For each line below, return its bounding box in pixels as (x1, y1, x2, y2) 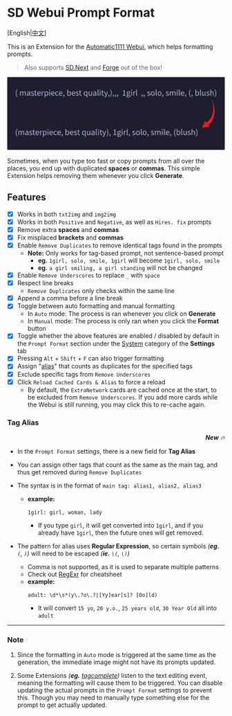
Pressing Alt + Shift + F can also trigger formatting (17, 355, 164, 363)
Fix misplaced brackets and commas (17, 233, 124, 242)
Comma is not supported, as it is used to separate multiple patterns (27, 562, 220, 571)
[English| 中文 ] (7, 28, 47, 37)
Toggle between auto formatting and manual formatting (17, 302, 175, 310)
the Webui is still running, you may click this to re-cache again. (27, 400, 206, 409)
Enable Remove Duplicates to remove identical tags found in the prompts (17, 241, 222, 249)
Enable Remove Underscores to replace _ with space (17, 271, 160, 280)
